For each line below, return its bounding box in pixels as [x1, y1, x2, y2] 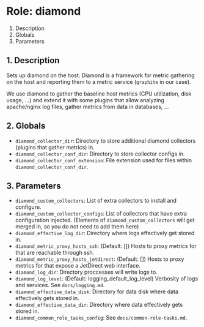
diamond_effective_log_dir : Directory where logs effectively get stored [15, 230, 195, 237]
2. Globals [6, 121, 46, 131]
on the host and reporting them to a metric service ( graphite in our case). [6, 78, 191, 85]
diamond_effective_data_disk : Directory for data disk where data [15, 288, 179, 295]
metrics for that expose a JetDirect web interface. [15, 262, 140, 269]
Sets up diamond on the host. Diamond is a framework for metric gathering [6, 72, 195, 79]
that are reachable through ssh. [15, 249, 95, 257]
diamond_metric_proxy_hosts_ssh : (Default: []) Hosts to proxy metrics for [15, 242, 197, 250]
